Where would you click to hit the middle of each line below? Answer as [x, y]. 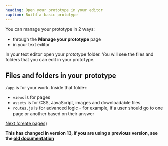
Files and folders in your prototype [61, 75]
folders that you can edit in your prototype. [50, 59]
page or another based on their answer [53, 114]
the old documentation [30, 139]
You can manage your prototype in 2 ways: [50, 29]
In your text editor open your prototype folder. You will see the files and [79, 54]
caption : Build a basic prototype [42, 15]
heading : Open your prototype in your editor [54, 10]
